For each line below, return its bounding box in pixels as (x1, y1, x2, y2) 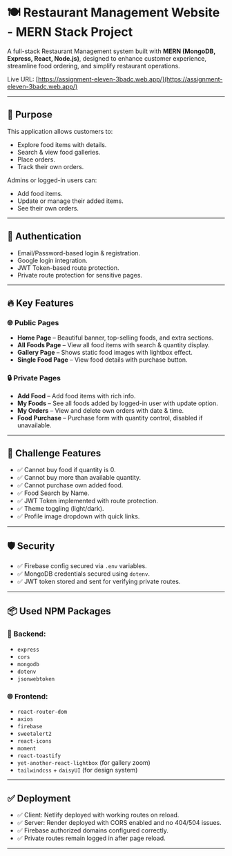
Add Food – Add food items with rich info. (17, 391, 136, 400)
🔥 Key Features (7, 297, 75, 309)
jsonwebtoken (17, 675, 55, 683)
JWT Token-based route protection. (17, 263, 119, 272)
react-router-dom (17, 708, 68, 716)
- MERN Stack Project (7, 24, 133, 40)
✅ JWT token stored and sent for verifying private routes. (17, 577, 181, 586)
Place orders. (17, 155, 55, 164)
